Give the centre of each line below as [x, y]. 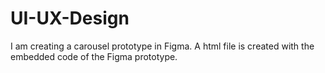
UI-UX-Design [70, 18]
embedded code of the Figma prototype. [94, 56]
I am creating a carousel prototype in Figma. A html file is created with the [162, 46]
